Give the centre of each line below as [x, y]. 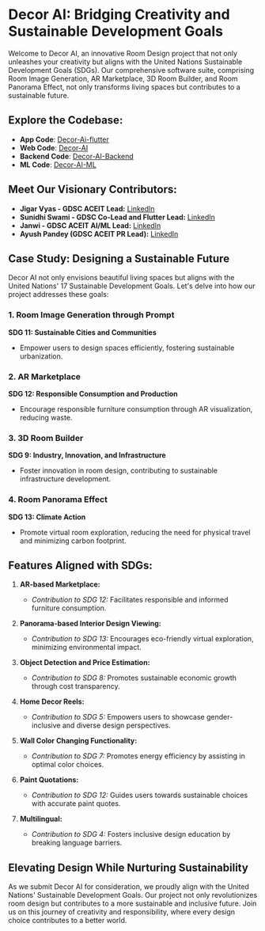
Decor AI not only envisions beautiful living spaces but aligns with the [121, 278]
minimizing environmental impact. [87, 648]
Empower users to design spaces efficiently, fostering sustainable [127, 348]
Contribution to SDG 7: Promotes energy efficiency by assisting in [138, 756]
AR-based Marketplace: [60, 584]
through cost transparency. [76, 686]
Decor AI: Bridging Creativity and [119, 15]
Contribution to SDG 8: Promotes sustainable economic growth [134, 678]
